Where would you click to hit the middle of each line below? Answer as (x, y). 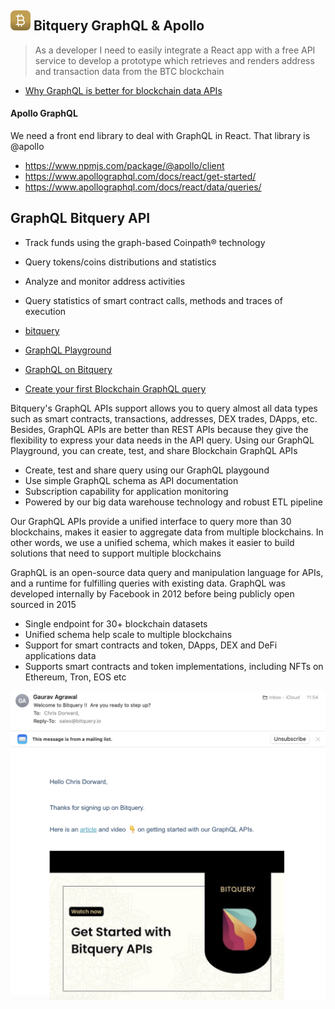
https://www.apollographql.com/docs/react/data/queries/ (143, 187)
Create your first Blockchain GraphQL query (115, 388)
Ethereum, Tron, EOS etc (75, 677)
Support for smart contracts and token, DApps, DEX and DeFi (151, 645)
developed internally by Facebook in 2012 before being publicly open (152, 593)
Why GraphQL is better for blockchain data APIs (123, 90)
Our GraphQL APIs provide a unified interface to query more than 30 (151, 521)
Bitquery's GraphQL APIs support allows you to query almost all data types (164, 408)
